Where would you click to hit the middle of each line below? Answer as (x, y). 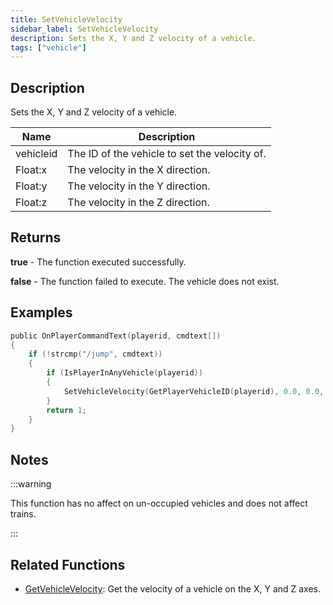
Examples (41, 312)
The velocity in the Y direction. (139, 186)
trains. (23, 514)
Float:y (31, 186)
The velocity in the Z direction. (138, 203)
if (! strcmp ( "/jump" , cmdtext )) (95, 354)
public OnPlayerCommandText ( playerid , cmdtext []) (116, 336)
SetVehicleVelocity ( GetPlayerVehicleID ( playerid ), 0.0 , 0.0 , (194, 391)
